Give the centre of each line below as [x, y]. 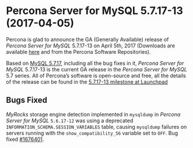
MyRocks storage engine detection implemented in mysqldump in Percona [93, 114]
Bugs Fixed [27, 100]
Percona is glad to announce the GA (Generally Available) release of [87, 39]
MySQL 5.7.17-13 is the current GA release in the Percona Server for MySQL [97, 69]
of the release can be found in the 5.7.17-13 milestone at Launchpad [87, 82]
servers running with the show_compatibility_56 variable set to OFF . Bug [92, 133]
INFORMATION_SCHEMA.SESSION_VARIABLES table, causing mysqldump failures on [96, 126]
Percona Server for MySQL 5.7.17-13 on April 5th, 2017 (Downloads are [91, 46]
